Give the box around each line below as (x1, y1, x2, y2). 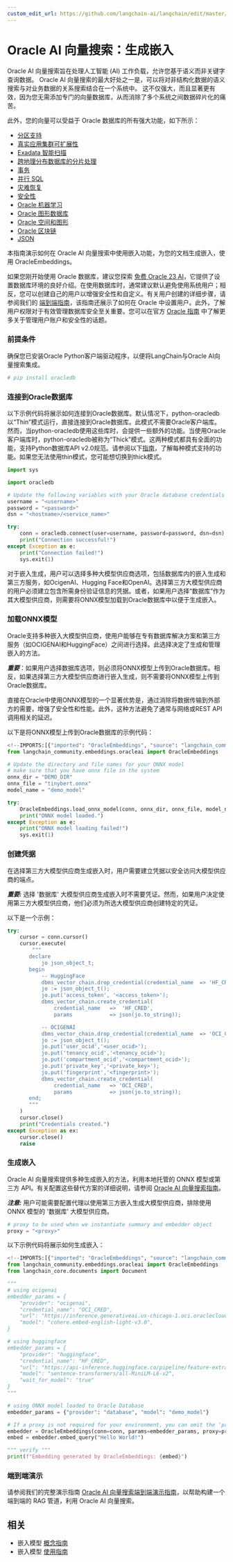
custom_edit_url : (7, 10, 58, 17)
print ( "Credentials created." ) (19, 1121, 110, 1128)
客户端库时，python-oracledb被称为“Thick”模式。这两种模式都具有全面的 (7, 435, 216, 444)
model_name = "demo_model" (7, 787, 85, 794)
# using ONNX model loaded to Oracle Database (7, 1402, 144, 1409)
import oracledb (7, 479, 54, 486)
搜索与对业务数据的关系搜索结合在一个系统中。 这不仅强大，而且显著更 (7, 84, 209, 92)
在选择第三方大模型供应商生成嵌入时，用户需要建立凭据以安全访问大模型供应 (7, 866, 226, 874)
